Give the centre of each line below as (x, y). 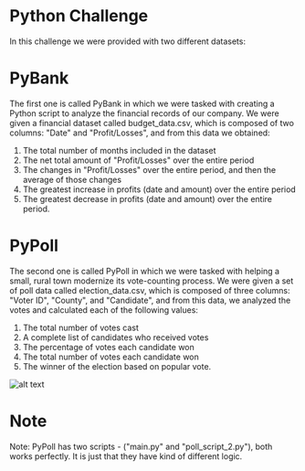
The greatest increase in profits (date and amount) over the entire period (159, 189)
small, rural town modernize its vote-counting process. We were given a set (152, 281)
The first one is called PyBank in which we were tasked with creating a (142, 103)
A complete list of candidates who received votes (116, 337)
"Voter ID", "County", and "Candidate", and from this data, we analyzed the (150, 300)
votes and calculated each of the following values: (104, 310)
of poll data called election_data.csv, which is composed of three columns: (150, 290)
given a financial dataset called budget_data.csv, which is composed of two (152, 123)
